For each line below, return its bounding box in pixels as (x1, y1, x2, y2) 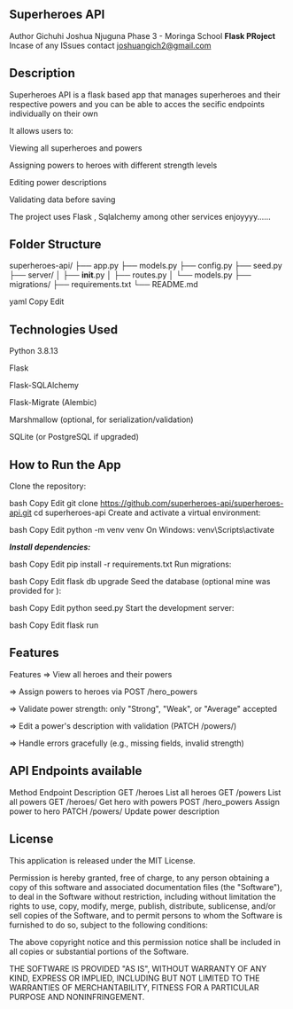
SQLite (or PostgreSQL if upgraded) (9, 432, 140, 442)
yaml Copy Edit (9, 296, 65, 307)
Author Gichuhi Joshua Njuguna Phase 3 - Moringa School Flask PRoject (9, 30, 276, 41)
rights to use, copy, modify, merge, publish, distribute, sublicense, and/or (9, 900, 276, 911)
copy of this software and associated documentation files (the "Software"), (9, 881, 283, 892)
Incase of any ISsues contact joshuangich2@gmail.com (9, 40, 212, 51)
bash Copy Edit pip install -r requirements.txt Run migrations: (9, 559, 232, 570)
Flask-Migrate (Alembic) (9, 397, 97, 408)
